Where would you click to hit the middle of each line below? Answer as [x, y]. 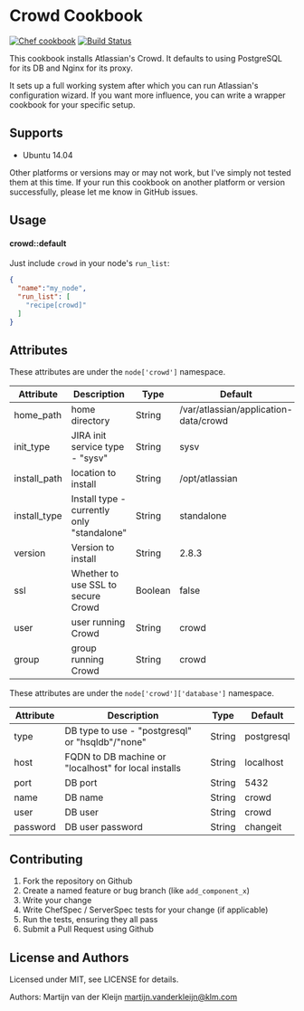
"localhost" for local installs [123, 768]
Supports [36, 134]
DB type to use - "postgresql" [128, 731]
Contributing [46, 859]
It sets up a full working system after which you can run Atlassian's [134, 85]
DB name [84, 797]
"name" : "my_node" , [52, 289]
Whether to [95, 574]
